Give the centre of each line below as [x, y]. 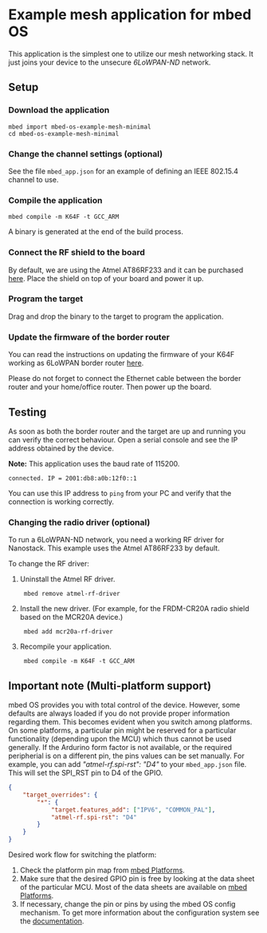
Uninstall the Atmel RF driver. [67, 579]
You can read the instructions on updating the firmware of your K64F [122, 355]
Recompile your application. [65, 647]
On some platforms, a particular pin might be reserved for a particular [122, 731]
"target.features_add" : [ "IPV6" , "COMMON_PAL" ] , [133, 810]
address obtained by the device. [61, 448]
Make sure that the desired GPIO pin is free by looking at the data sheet [137, 879]
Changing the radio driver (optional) [79, 522]
